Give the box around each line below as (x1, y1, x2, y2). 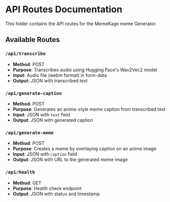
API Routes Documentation (5, 4, 123, 15)
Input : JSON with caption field (12, 151, 77, 157)
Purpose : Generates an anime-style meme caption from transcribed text (12, 106, 166, 112)
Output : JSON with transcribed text (12, 77, 88, 84)
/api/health (5, 169, 35, 175)
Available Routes (5, 35, 60, 44)
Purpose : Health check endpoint (12, 185, 82, 191)
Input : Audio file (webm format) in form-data (12, 72, 107, 78)
